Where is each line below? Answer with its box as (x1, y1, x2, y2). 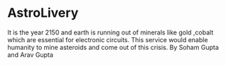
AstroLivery (7, 5, 79, 21)
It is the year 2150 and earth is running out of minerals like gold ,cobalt (7, 28, 214, 37)
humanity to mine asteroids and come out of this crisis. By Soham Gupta (7, 43, 219, 51)
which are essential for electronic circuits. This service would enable (7, 35, 208, 44)
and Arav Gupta (7, 51, 53, 59)
